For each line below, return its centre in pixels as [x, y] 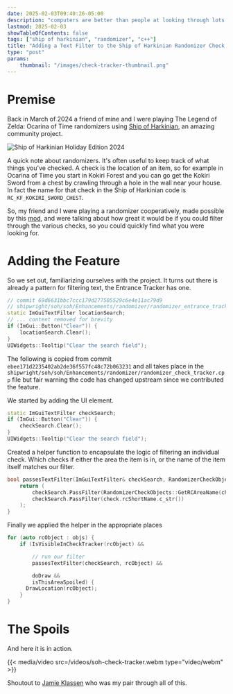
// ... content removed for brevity [60, 320]
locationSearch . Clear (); [55, 332]
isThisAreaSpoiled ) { [63, 582]
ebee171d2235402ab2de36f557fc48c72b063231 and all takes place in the [106, 366]
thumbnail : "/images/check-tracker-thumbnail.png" [94, 65]
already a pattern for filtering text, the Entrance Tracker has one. [99, 287]
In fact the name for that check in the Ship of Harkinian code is [97, 190]
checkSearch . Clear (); [51, 426]
